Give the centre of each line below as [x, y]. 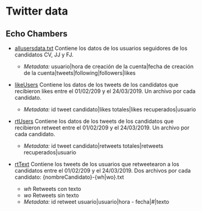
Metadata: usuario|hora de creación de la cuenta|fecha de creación [109, 66]
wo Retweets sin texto [51, 195]
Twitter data [37, 11]
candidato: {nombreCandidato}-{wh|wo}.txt [69, 177]
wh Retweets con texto [52, 189]
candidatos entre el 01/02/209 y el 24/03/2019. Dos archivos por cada [103, 171]
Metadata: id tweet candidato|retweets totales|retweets [93, 146]
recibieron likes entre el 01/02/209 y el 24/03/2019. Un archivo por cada [105, 91]
